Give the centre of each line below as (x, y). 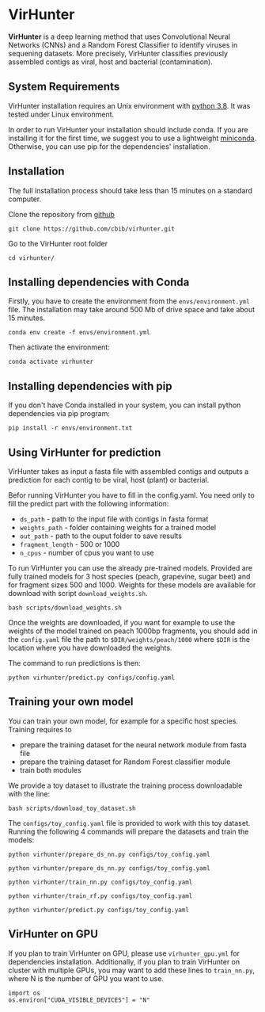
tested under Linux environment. (61, 114)
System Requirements (64, 87)
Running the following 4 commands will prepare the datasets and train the (129, 831)
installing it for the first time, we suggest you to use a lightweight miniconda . (132, 138)
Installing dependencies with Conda (99, 282)
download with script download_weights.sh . (78, 593)
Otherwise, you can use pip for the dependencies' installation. (110, 146)
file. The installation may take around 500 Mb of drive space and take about (132, 310)
